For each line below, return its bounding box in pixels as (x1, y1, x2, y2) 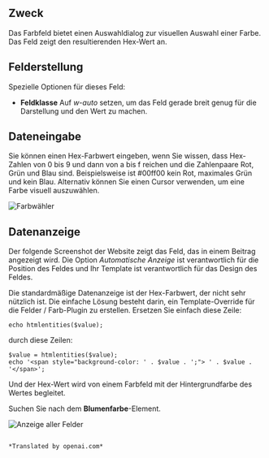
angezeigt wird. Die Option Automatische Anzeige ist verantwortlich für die (8, 255, 259, 265)
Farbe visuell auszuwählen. (8, 186, 100, 196)
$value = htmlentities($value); (8, 351, 118, 360)
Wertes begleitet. (8, 388, 67, 398)
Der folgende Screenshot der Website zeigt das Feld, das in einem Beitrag (8, 247, 256, 257)
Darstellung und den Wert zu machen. (20, 106, 148, 116)
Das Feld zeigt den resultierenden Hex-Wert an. (8, 37, 167, 46)
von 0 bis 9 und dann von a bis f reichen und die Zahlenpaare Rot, (33, 160, 254, 170)
